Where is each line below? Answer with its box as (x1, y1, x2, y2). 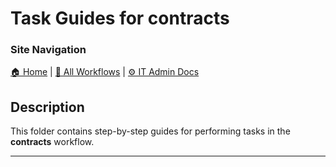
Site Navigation (10, 43, 87, 57)
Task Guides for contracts (10, 7, 230, 30)
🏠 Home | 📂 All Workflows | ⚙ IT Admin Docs (10, 66, 200, 78)
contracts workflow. (10, 136, 95, 148)
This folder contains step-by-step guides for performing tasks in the (10, 125, 291, 137)
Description (10, 98, 85, 116)
